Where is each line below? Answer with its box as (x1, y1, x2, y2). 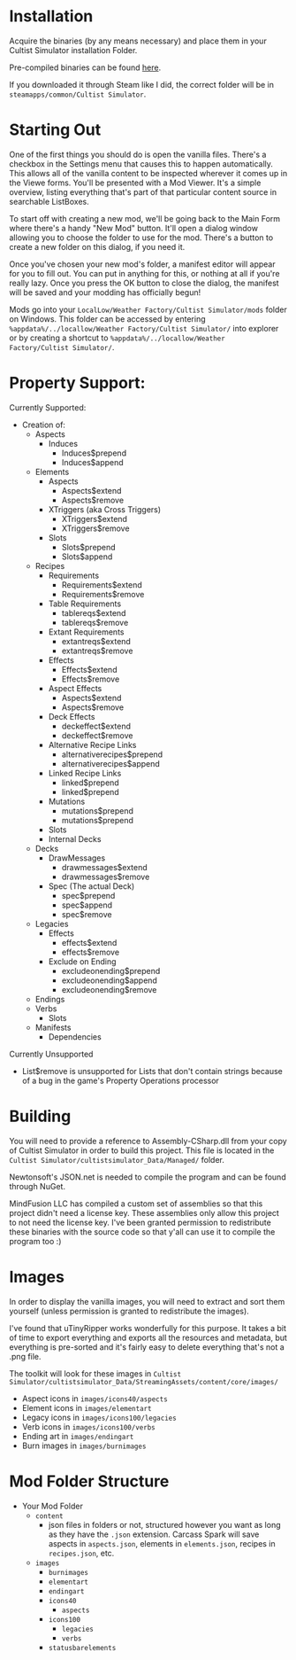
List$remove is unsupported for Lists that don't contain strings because (21, 1065, 283, 1076)
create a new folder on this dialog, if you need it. (9, 241, 186, 252)
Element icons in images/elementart (21, 1402, 152, 1413)
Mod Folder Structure (9, 1471, 170, 1491)
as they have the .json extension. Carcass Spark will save (48, 1529, 260, 1539)
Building (9, 1106, 72, 1126)
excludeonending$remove (61, 984, 157, 994)
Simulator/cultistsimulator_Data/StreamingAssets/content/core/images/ (9, 1377, 278, 1386)
